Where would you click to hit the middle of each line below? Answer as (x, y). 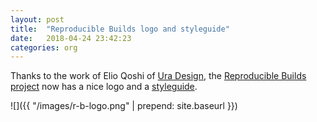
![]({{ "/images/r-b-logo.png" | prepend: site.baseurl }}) (124, 106)
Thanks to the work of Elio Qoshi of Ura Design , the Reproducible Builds (158, 76)
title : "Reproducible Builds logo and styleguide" (120, 29)
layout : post (37, 19)
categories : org (44, 47)
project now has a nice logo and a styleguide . (104, 87)
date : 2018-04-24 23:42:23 (71, 38)
